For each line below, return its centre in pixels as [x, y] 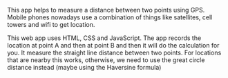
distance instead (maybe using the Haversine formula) [84, 67]
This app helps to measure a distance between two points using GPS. [106, 10]
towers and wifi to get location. [51, 25]
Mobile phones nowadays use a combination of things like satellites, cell [110, 17]
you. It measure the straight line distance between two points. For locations [114, 52]
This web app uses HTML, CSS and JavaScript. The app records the [104, 38]
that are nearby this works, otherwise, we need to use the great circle [106, 60]
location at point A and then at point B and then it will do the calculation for [113, 45]
